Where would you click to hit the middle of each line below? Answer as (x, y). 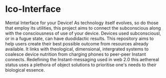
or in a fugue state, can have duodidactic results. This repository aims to (80, 39)
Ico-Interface (33, 9)
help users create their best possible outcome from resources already (77, 43)
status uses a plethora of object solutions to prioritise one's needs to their (81, 65)
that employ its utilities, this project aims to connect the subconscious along (83, 28)
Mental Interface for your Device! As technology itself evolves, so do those (82, 23)
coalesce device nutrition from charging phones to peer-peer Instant (76, 54)
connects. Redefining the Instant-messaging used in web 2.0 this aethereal (82, 59)
